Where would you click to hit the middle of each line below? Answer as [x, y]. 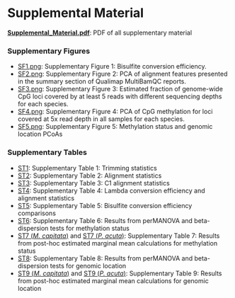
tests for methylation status [90, 228]
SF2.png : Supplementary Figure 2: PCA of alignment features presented [122, 74]
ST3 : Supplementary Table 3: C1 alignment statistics [93, 183]
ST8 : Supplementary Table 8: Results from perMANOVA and [105, 258]
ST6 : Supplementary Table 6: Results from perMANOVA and [105, 220]
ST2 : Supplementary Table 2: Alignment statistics [90, 176]
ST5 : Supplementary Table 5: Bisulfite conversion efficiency [105, 205]
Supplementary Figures [49, 51]
